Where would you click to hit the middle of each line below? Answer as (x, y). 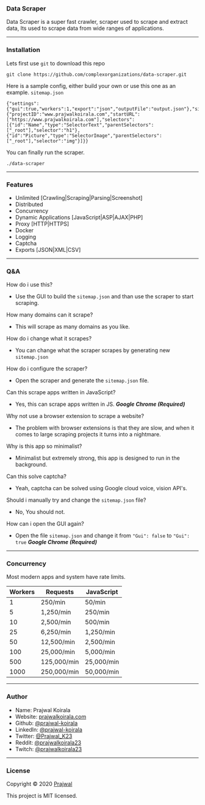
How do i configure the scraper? (47, 369)
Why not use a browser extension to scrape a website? (75, 416)
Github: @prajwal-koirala (46, 723)
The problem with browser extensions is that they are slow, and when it (105, 428)
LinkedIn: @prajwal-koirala (49, 729)
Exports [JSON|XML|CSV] (48, 249)
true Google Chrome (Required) (56, 542)
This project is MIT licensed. (42, 796)
